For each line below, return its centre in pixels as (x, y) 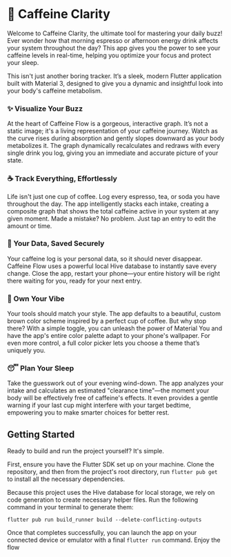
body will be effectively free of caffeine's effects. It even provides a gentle (113, 398)
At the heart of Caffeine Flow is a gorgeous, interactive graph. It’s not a (108, 124)
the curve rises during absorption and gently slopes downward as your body (116, 138)
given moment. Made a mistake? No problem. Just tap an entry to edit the (112, 218)
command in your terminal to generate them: (70, 507)
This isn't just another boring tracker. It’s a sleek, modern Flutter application (114, 76)
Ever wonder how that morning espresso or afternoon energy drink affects (113, 40)
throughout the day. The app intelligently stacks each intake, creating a (108, 204)
